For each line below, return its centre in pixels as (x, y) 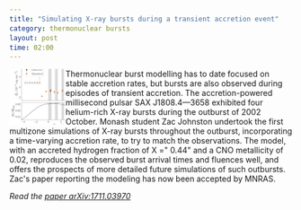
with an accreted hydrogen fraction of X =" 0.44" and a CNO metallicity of (146, 150)
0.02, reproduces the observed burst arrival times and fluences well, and (144, 160)
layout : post (34, 38)
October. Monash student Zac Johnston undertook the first (175, 122)
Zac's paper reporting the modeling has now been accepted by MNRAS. (142, 179)
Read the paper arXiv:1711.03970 (70, 197)
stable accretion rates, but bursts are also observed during (174, 83)
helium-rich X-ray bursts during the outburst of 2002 (164, 112)
